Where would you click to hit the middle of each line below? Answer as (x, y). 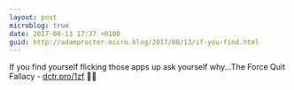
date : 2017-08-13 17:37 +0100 (65, 34)
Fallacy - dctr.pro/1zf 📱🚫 (53, 77)
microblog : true (39, 26)
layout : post (33, 17)
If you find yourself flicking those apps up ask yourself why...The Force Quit (147, 67)
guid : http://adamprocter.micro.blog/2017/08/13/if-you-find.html (134, 42)
